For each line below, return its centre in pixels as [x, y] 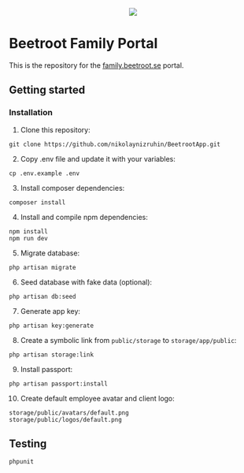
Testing [28, 444]
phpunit [22, 462]
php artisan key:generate [51, 326]
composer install [37, 202]
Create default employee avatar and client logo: [98, 398]
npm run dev [28, 238]
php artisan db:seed [43, 296]
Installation [31, 113]
